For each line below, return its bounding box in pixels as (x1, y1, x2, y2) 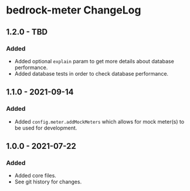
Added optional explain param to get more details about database (14, 57, 174, 64)
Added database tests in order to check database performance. (14, 70, 169, 77)
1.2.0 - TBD (6, 27, 48, 37)
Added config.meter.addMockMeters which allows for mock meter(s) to (14, 118, 185, 125)
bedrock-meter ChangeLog (6, 4, 141, 17)
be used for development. (14, 124, 77, 131)
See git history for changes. (14, 178, 82, 185)
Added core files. (14, 172, 57, 179)
